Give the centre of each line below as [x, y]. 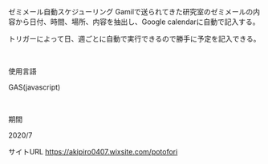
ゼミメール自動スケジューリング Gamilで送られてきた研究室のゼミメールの [131, 12]
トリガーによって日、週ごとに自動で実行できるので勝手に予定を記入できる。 [134, 39]
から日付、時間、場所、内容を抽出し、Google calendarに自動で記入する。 [137, 22]
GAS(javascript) [35, 87]
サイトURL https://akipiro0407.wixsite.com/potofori [93, 152]
